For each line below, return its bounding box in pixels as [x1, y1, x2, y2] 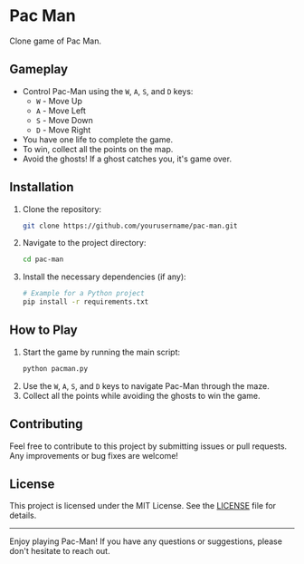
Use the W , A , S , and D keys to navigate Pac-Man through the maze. [22, 380, 270, 391]
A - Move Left [35, 105, 86, 116]
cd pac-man [22, 255, 64, 264]
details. [9, 510, 37, 521]
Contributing [9, 416, 83, 432]
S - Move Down [35, 114, 93, 125]
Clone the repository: [22, 203, 102, 214]
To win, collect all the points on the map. [22, 143, 174, 154]
